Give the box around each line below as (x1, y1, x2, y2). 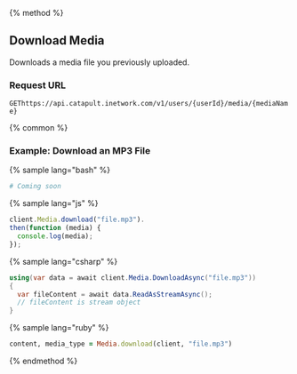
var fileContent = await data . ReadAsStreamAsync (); (17, 290, 213, 298)
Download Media (9, 33, 105, 48)
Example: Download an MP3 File (9, 145, 151, 157)
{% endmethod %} (9, 355, 78, 367)
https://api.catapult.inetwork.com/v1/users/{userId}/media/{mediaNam (20, 99, 289, 108)
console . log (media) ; (17, 232, 93, 241)
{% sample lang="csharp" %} (9, 256, 118, 267)
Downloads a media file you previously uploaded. (9, 57, 189, 68)
